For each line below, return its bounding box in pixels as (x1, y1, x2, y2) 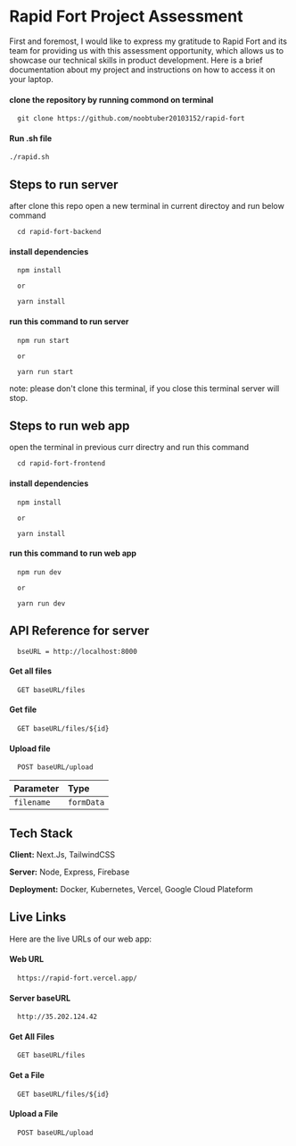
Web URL (9, 954, 45, 965)
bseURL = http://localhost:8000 (17, 647, 138, 656)
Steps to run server (9, 177, 119, 192)
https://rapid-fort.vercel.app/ (17, 974, 138, 983)
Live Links (9, 909, 67, 925)
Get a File (9, 1070, 45, 1081)
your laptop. (9, 73, 53, 84)
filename (13, 798, 51, 807)
